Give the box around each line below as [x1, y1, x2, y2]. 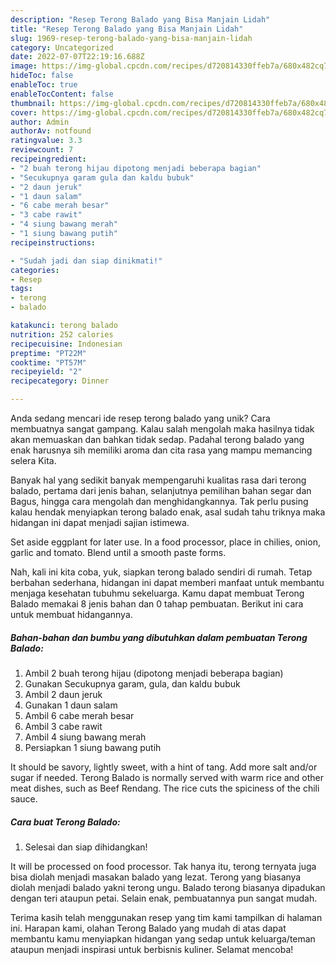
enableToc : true [10, 80, 78, 90]
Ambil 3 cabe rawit [24, 720, 103, 732]
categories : [10, 265, 60, 275]
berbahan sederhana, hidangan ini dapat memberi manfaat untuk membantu [10, 577, 325, 588]
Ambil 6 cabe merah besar [24, 709, 135, 721]
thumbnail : [10, 98, 56, 108]
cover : [10, 107, 38, 118]
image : [10, 61, 38, 71]
